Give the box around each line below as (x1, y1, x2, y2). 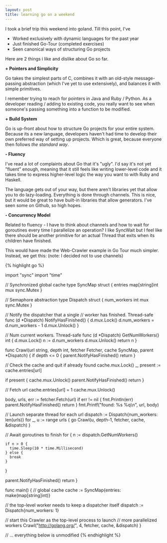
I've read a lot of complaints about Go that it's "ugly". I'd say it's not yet (5, 160, 152, 166)
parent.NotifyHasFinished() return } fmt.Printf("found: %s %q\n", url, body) (5, 401, 160, 407)
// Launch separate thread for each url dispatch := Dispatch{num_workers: (5, 411, 158, 417)
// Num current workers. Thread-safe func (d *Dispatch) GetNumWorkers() (5, 332, 160, 338)
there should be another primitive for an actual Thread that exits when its (5, 232, 155, 238)
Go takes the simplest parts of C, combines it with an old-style (5, 75, 134, 81)
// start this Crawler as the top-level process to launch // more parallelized (5, 517, 157, 523)
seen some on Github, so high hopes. (5, 202, 82, 208)
